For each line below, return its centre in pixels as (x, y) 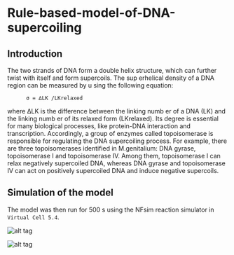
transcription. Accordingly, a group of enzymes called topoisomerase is (110, 133)
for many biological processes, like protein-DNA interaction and (99, 126)
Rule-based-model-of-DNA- (91, 13)
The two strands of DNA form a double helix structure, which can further (112, 70)
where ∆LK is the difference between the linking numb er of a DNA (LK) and (117, 111)
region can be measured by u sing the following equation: (90, 85)
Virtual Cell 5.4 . (33, 217)
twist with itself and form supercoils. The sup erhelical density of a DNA (111, 78)
